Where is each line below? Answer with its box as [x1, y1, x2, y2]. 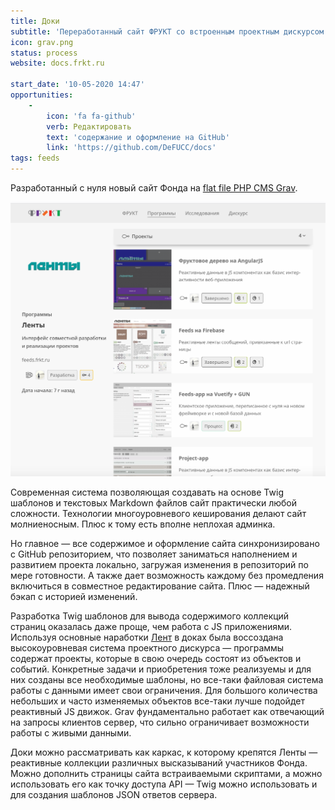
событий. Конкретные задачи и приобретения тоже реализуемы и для [10, 663, 312, 675]
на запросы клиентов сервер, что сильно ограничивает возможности [10, 716, 310, 728]
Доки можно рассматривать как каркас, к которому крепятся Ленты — [10, 746, 318, 758]
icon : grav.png [10, 37, 74, 47]
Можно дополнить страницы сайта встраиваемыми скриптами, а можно [10, 767, 323, 779]
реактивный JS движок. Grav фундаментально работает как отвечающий [10, 705, 325, 717]
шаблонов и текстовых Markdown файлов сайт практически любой [10, 496, 297, 509]
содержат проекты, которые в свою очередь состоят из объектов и [10, 652, 302, 664]
